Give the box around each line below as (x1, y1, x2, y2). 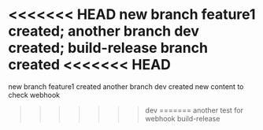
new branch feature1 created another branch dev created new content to (8, 81, 244, 91)
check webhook (8, 90, 61, 99)
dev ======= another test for (145, 105, 244, 115)
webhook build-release (145, 113, 220, 123)
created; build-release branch (8, 39, 209, 57)
